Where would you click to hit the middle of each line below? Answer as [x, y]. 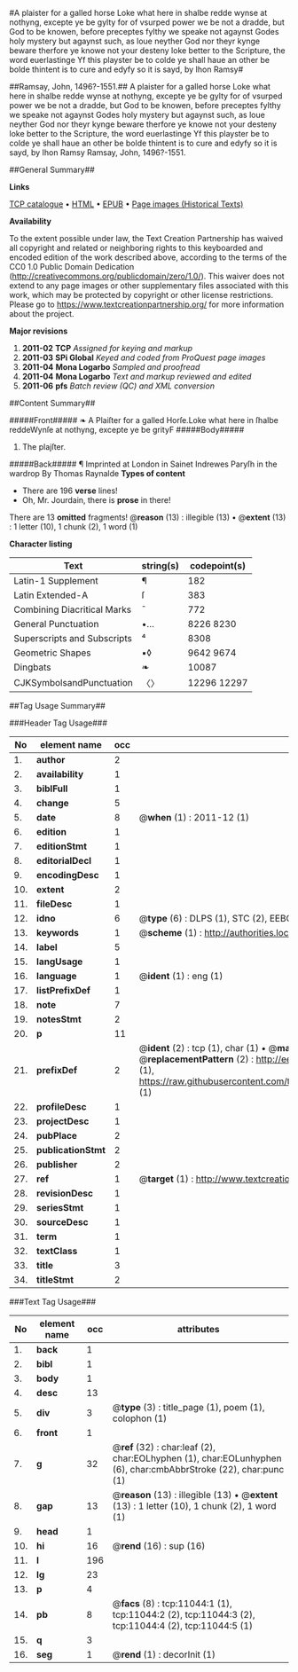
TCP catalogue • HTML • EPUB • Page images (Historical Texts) [126, 204]
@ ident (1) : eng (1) [181, 976]
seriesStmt [60, 1208]
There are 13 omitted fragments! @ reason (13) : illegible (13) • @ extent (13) [148, 517]
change [53, 803]
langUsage [60, 962]
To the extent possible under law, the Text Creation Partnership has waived [146, 238]
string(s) [161, 565]
